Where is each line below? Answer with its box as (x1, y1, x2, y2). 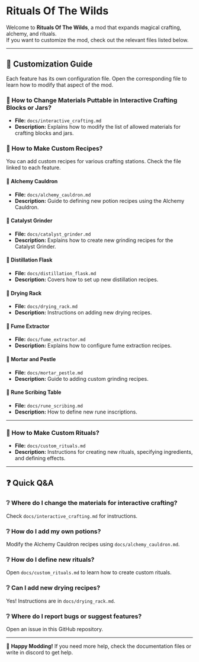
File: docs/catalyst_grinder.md (14, 230, 91, 237)
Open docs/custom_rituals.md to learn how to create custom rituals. (6, 569, 172, 576)
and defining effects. (14, 455, 66, 462)
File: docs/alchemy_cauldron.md (14, 191, 91, 198)
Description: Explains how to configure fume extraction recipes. (14, 342, 172, 349)
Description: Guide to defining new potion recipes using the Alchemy (14, 197, 185, 204)
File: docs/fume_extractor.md (14, 336, 86, 343)
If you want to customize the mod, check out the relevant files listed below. (6, 36, 189, 43)
